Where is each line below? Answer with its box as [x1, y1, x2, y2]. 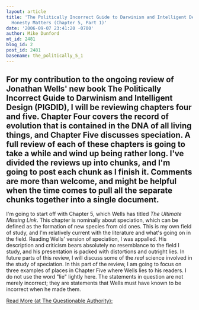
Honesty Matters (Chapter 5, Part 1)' [11, 20, 108, 25]
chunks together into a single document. [6, 195, 159, 205]
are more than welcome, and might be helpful [6, 176, 177, 186]
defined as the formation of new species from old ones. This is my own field [6, 223, 192, 230]
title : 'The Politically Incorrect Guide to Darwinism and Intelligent [6, 14, 187, 20]
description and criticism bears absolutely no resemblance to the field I [6, 242, 179, 249]
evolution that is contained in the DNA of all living [6, 121, 192, 131]
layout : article [6, 8, 46, 15]
